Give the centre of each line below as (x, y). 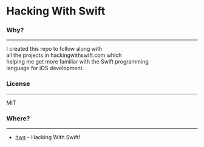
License (18, 84)
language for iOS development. (45, 68)
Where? (18, 118)
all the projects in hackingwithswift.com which (64, 55)
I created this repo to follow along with (54, 49)
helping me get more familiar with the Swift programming (77, 62)
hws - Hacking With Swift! (48, 137)
